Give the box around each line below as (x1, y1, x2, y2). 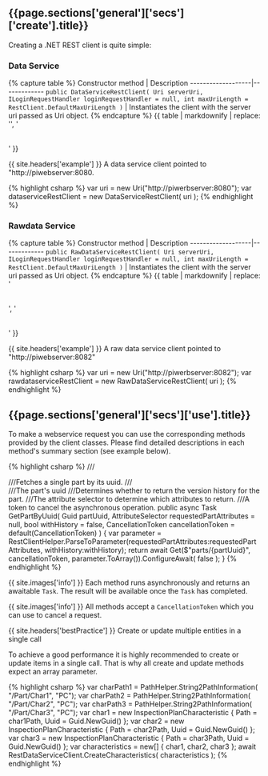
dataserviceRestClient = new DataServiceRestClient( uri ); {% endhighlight (8, 192, 254, 202)
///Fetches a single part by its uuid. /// (8, 478, 133, 487)
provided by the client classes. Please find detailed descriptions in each (8, 438, 246, 447)
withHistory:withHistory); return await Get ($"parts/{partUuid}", (44, 546, 250, 555)
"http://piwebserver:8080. (8, 168, 94, 178)
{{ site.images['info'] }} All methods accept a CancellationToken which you (8, 602, 254, 611)
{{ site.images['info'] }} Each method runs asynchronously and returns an (8, 578, 250, 587)
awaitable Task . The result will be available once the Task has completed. (8, 586, 248, 596)
